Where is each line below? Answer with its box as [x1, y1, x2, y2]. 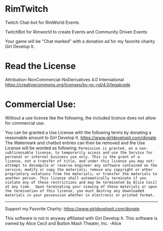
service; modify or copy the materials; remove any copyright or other [5, 167, 153, 172]
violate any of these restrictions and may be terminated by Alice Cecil [5, 180, 158, 185]
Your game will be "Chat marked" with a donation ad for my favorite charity [5, 38, 155, 44]
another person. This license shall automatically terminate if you [5, 176, 147, 180]
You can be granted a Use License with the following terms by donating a [5, 129, 151, 135]
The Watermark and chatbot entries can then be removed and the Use [5, 140, 146, 145]
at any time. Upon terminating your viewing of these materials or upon [5, 184, 158, 189]
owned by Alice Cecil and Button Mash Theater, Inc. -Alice [5, 220, 122, 226]
